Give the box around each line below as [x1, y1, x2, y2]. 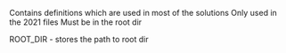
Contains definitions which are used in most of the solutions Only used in [9, 8, 278, 18]
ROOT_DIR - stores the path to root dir [9, 34, 149, 44]
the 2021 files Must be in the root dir [9, 17, 143, 27]
